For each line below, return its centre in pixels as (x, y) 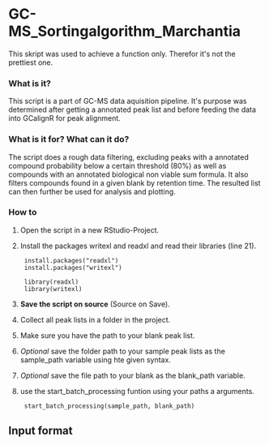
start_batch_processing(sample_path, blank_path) (109, 406)
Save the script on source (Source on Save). (95, 304)
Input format (41, 431)
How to (23, 212)
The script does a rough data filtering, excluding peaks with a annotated (129, 157)
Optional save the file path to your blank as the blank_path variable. (132, 375)
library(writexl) (53, 289)
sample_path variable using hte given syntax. (96, 359)
